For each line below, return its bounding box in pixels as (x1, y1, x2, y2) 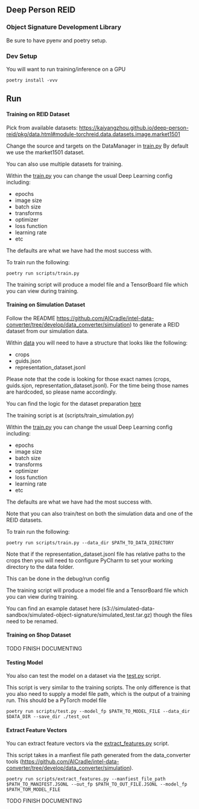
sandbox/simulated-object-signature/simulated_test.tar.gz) (6, 611, 153, 619)
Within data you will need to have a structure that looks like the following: (6, 339, 188, 346)
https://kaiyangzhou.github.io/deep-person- (79, 124, 189, 131)
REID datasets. (6, 516, 43, 524)
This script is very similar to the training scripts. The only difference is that (6, 684, 191, 691)
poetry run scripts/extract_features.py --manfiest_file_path (6, 776, 166, 782)
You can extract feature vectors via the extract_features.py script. (6, 740, 169, 747)
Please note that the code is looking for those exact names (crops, (6, 375, 171, 383)
